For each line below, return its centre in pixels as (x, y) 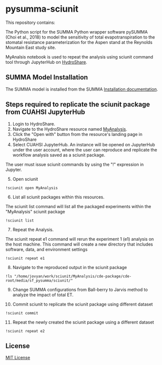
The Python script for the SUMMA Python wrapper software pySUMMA (77, 32)
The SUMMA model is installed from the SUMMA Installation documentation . (82, 89)
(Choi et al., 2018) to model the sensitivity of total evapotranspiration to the (80, 37)
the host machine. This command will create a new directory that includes (79, 244)
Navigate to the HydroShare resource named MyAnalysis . (70, 129)
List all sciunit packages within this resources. (58, 197)
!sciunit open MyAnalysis (32, 188)
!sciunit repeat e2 (25, 331)
